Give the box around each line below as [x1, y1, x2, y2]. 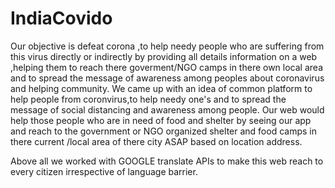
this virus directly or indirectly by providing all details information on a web [10, 50, 318, 62]
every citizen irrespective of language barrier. [10, 165, 198, 177]
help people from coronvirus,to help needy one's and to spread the [10, 93, 287, 105]
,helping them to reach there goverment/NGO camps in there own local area [10, 61, 323, 73]
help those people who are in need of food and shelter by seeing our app [10, 114, 312, 126]
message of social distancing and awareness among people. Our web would [10, 103, 325, 116]
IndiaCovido [10, 7, 113, 30]
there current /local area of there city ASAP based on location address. [10, 135, 303, 147]
